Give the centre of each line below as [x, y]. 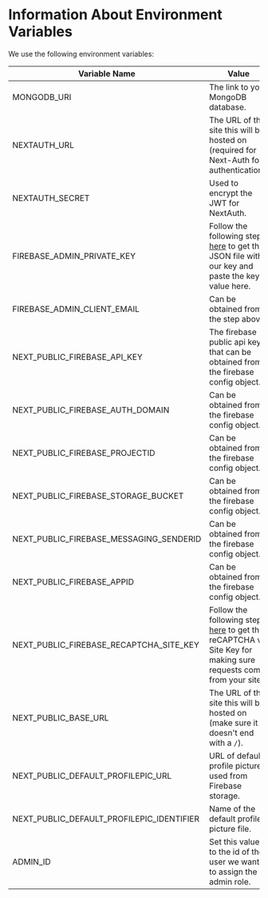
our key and [231, 265]
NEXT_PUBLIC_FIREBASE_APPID [73, 581]
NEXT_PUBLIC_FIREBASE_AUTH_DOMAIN [91, 409]
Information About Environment [116, 15]
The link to [229, 87]
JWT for [224, 203]
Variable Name [107, 74]
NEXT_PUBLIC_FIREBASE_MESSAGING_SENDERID [107, 539]
